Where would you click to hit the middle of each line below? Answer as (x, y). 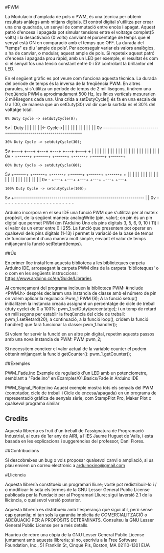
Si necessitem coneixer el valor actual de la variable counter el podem (76, 349)
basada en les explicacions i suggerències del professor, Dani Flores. (75, 441)
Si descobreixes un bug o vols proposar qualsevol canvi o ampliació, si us (79, 460)
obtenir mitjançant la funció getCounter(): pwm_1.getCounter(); (68, 354)
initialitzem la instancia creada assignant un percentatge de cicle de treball (80, 304)
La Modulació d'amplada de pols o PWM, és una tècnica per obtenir (73, 16)
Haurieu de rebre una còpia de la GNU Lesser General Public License (75, 534)
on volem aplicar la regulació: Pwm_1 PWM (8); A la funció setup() (71, 298)
